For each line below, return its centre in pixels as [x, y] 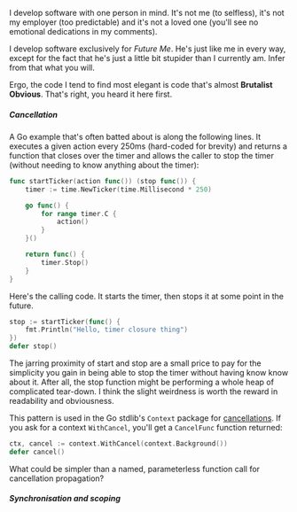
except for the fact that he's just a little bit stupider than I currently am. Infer [147, 58]
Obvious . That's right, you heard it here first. [91, 94]
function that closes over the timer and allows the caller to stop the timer [142, 155]
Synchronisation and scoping [65, 499]
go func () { [47, 206]
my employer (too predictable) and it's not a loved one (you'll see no [134, 22]
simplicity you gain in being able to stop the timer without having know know [149, 373]
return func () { [55, 255]
